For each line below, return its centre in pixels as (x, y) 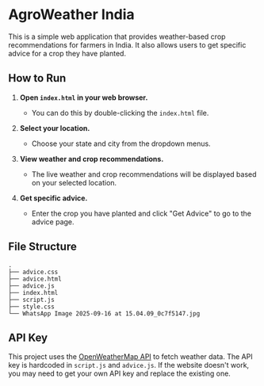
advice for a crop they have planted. (67, 53)
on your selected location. (74, 182)
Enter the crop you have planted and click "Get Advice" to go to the (142, 213)
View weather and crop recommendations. (92, 159)
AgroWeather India (71, 15)
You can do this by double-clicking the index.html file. (120, 113)
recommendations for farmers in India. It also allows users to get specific (127, 44)
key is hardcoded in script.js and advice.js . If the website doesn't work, (129, 365)
